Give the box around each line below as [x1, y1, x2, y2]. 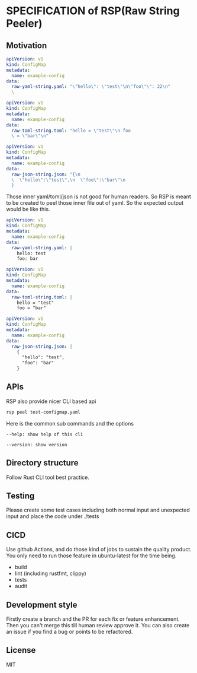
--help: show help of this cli [6, 431, 83, 437]
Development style [6, 599, 78, 609]
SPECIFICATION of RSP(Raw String [6, 4, 180, 18]
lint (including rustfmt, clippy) [14, 570, 87, 577]
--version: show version [6, 442, 67, 447]
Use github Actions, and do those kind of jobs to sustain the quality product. [6, 546, 192, 553]
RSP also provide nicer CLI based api [6, 398, 96, 405]
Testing [6, 491, 35, 501]
